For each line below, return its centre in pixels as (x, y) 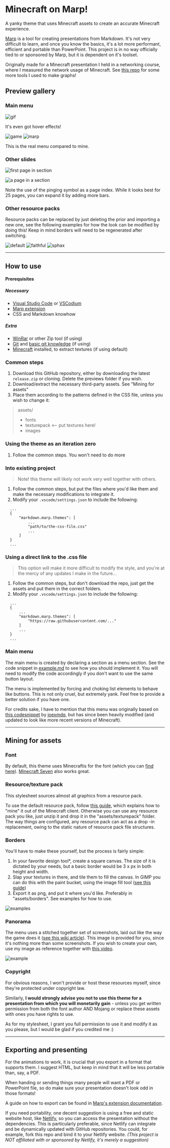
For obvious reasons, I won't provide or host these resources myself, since (83, 983)
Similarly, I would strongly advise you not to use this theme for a (73, 998)
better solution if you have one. (38, 699)
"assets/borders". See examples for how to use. (62, 898)
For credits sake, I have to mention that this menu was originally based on (82, 709)
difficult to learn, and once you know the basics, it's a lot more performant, (83, 44)
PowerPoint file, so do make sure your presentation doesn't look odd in (79, 1088)
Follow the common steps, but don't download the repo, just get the (83, 583)
